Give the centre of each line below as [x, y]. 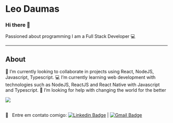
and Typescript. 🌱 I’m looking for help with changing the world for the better [86, 90]
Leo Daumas [32, 9]
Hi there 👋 [18, 25]
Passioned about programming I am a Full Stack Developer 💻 [70, 36]
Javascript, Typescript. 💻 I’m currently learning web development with [81, 77]
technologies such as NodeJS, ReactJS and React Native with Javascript [83, 85]
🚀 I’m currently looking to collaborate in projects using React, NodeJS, [80, 72]
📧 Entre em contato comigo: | [57, 115]
